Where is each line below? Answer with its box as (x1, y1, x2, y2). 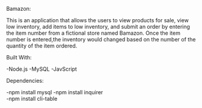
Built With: (6, 54, 32, 61)
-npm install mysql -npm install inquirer (6, 89, 103, 95)
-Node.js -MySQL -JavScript (6, 65, 77, 73)
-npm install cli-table (6, 95, 58, 102)
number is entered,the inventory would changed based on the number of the (6, 36, 196, 43)
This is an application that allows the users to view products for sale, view (6, 17, 189, 23)
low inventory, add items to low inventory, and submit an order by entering (6, 23, 191, 30)
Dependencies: (6, 77, 44, 84)
